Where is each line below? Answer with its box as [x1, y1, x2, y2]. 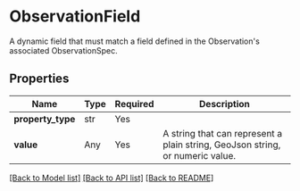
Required [114, 97, 154, 110]
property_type [13, 112, 76, 125]
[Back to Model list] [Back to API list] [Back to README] [9, 172, 214, 183]
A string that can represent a [162, 127, 283, 139]
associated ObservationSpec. [9, 45, 118, 55]
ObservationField [9, 6, 141, 27]
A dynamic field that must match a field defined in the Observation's [9, 36, 261, 46]
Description [199, 97, 250, 110]
